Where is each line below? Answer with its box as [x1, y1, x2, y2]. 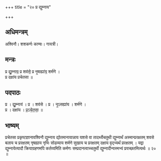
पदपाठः [5, 89, 21, 97]
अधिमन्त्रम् [5, 28, 28, 36]
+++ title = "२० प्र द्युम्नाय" [5, 4, 51, 10]
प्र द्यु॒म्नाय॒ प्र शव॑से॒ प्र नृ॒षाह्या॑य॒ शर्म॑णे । [5, 69, 60, 74]
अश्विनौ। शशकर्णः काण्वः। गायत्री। [5, 41, 59, 47]
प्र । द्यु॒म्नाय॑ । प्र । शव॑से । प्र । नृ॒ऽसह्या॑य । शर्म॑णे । [5, 101, 86, 107]
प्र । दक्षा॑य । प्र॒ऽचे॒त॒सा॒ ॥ [5, 107, 43, 113]
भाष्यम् [5, 121, 19, 130]
